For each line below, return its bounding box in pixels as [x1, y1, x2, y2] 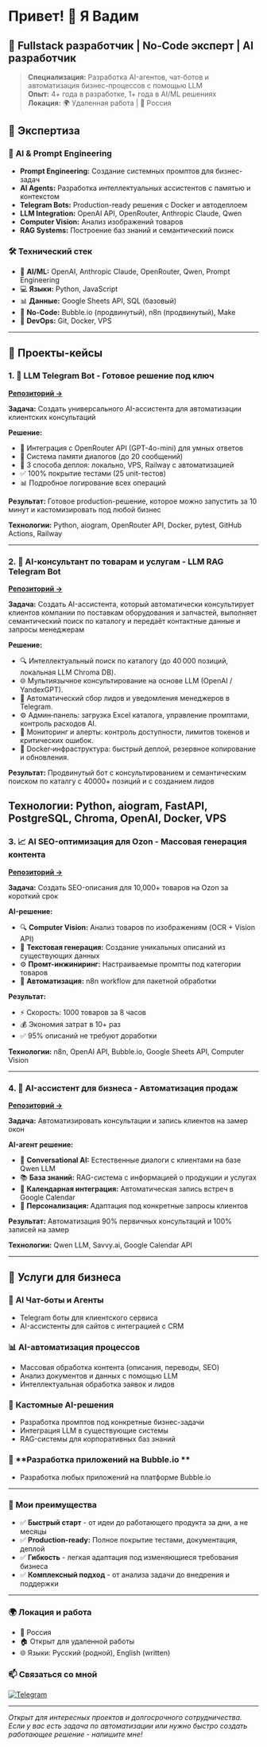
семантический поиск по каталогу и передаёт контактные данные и [8, 616, 241, 625]
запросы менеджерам [8, 624, 85, 634]
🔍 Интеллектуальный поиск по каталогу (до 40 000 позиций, [19, 656, 229, 665]
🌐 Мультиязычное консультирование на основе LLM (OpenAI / [19, 675, 233, 685]
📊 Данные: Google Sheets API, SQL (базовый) [19, 296, 177, 305]
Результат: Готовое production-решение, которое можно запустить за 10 [8, 496, 257, 506]
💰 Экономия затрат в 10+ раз [19, 1019, 122, 1029]
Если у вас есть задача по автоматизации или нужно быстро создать [8, 1722, 248, 1731]
